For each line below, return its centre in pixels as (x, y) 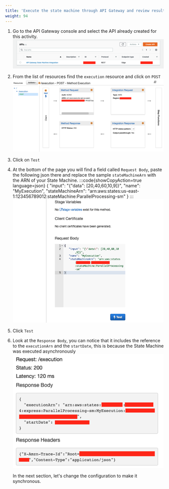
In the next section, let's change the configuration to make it (75, 476)
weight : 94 (17, 16)
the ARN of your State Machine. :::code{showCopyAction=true (77, 180)
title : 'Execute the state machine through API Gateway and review (77, 11)
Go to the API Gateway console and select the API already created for (84, 31)
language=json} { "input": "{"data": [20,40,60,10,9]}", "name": (76, 185)
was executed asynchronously (44, 351)
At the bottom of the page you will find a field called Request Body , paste (87, 170)
